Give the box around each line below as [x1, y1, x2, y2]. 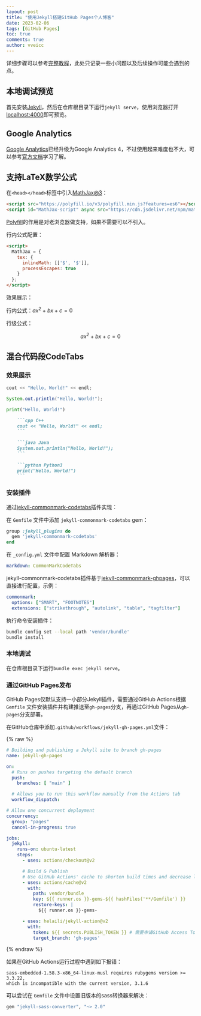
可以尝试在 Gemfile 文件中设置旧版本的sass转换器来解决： [6, 992, 150, 999]
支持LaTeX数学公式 [6, 172, 77, 182]
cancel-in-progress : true [11, 824, 77, 830]
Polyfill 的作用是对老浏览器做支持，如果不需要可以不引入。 [6, 219, 149, 226]
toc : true [6, 31, 31, 37]
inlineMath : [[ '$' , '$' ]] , [22, 259, 90, 266]
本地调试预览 [6, 86, 54, 97]
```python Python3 [17, 462, 63, 468]
